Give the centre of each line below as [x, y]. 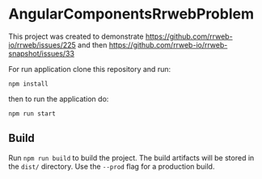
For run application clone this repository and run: [90, 69]
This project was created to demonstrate [76, 36]
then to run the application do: [59, 98]
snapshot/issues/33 [42, 53]
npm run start [32, 114]
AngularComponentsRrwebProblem [131, 14]
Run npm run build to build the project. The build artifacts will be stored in [131, 157]
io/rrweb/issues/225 [42, 44]
